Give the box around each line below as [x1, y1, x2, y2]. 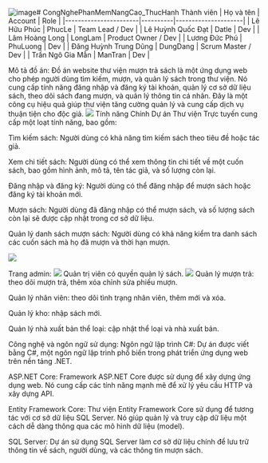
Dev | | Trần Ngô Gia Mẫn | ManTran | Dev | [8, 50, 150, 59]
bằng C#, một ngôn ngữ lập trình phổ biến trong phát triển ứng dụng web [8, 348, 249, 357]
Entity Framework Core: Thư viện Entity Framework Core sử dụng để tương [8, 405, 254, 413]
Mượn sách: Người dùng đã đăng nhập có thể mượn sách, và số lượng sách [8, 205, 255, 214]
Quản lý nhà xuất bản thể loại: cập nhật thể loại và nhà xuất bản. [8, 324, 219, 333]
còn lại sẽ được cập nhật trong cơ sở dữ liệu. [8, 214, 155, 223]
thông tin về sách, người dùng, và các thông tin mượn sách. [8, 445, 203, 455]
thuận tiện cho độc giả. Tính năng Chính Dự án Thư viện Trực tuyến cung [8, 109, 258, 118]
